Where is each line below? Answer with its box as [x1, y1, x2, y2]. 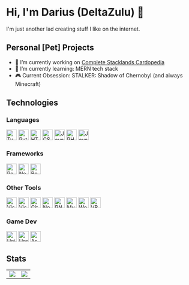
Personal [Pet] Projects [6, 43, 94, 53]
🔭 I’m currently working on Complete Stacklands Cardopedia [14, 58, 165, 65]
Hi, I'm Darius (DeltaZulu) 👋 [6, 5, 145, 19]
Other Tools [6, 183, 41, 191]
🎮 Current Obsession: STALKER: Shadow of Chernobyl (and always [14, 71, 183, 79]
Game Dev [6, 217, 37, 226]
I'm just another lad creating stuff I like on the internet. [6, 25, 140, 32]
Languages [6, 116, 40, 124]
